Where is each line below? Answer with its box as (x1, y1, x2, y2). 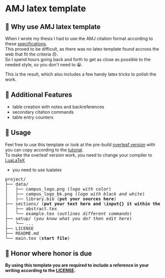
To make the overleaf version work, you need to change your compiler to (5, 152, 152, 158)
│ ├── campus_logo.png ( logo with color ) (5, 186, 111, 192)
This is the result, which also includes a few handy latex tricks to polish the (5, 71, 156, 77)
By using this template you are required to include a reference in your (5, 262, 149, 268)
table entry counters (12, 114, 54, 120)
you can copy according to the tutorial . (5, 147, 83, 153)
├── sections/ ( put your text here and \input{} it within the (5, 201, 161, 207)
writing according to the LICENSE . (5, 268, 76, 274)
